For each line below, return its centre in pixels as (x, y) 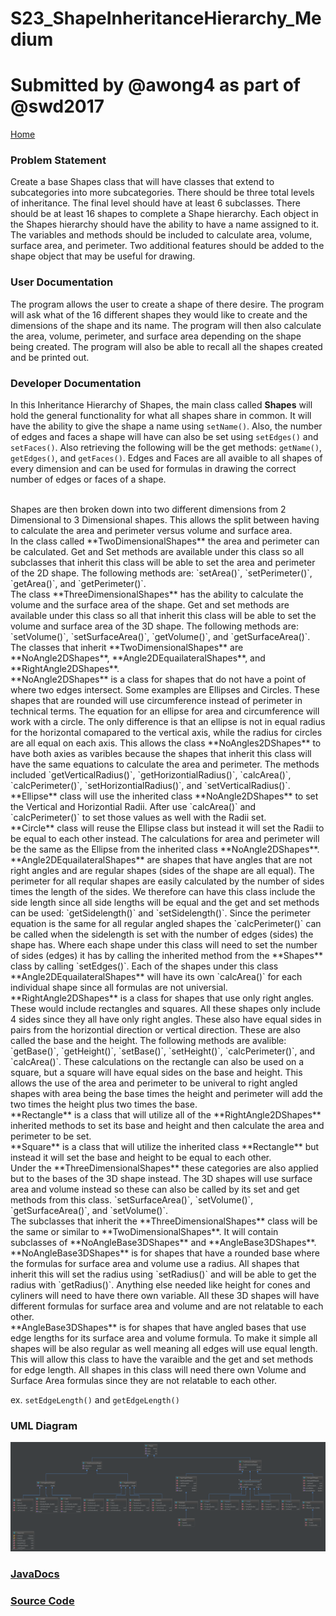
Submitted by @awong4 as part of (155, 85)
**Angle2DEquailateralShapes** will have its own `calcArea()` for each (156, 977)
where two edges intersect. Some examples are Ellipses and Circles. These (165, 690)
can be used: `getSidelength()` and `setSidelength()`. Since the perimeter (161, 913)
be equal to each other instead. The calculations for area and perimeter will (165, 839)
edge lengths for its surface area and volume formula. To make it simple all (164, 1338)
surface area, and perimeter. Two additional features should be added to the (167, 246)
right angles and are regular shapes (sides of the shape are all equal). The (162, 871)
